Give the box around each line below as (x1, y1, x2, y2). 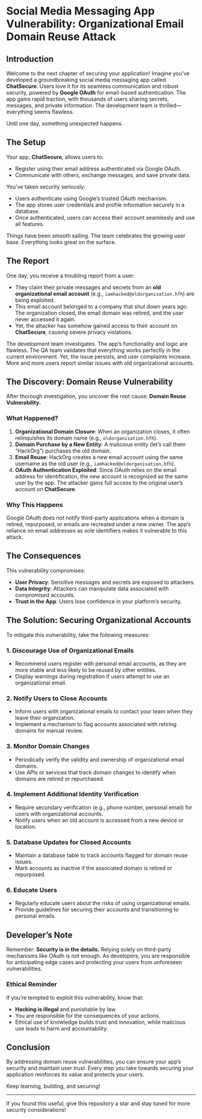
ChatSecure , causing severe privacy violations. (14, 328, 133, 336)
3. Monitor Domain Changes (6, 742, 90, 751)
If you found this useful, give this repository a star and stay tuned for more (6, 1100, 191, 1107)
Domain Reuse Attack (6, 30, 116, 43)
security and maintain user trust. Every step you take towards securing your (6, 1065, 194, 1072)
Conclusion (6, 1042, 50, 1052)
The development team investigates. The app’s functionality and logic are (6, 340, 188, 347)
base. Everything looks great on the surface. (6, 238, 117, 245)
